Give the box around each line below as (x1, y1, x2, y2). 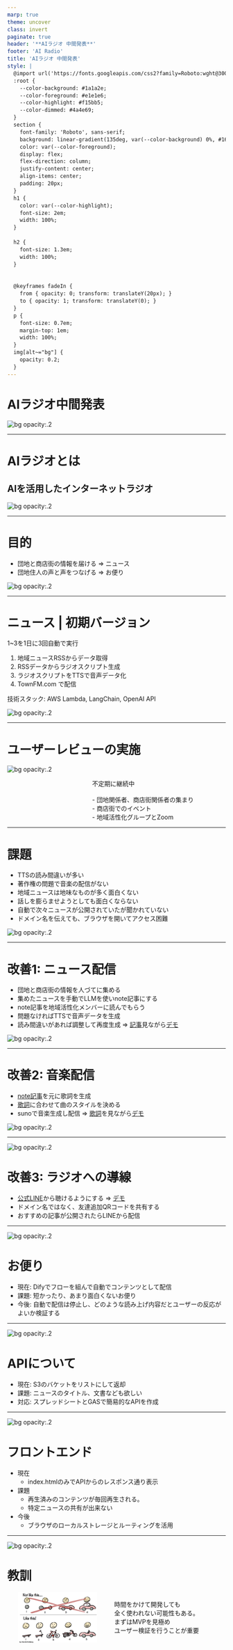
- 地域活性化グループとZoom (92, 813, 174, 821)
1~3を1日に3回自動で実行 (7, 639, 78, 647)
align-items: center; (19, 173, 82, 180)
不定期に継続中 (92, 779, 135, 788)
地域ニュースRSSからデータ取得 (17, 654, 109, 663)
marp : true (7, 11, 39, 18)
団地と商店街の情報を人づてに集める (17, 985, 121, 994)
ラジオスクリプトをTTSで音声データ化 (17, 672, 127, 680)
